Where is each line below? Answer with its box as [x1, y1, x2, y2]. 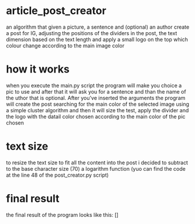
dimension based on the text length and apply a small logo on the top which [6, 36, 189, 43]
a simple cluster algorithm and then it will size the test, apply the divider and [6, 106, 189, 113]
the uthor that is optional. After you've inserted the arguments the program [6, 94, 186, 101]
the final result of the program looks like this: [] [6, 211, 119, 218]
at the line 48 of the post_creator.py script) [6, 171, 109, 178]
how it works [6, 63, 70, 76]
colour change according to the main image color [6, 42, 124, 49]
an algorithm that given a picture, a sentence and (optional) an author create [6, 23, 190, 30]
